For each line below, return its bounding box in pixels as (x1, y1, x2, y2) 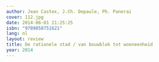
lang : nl (6, 31, 28, 37)
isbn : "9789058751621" (6, 25, 63, 31)
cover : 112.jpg (6, 14, 44, 20)
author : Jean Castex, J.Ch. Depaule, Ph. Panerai (6, 8, 132, 15)
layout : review (6, 36, 44, 42)
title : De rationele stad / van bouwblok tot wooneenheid (6, 42, 153, 48)
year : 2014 (6, 47, 33, 53)
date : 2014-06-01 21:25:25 (6, 19, 73, 25)
